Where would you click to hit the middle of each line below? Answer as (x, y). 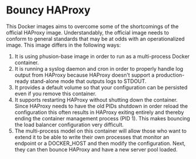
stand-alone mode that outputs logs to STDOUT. (88, 81)
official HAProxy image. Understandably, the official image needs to (88, 32)
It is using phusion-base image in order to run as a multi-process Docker (102, 56)
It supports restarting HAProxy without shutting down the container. (96, 99)
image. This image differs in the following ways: (63, 45)
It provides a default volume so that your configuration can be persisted (101, 87)
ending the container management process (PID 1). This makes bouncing (102, 118)
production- (170, 75)
